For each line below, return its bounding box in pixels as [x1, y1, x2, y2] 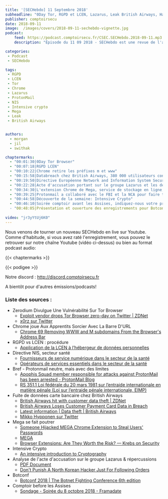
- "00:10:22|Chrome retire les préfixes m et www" [9, 168, 117, 174]
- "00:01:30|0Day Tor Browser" [9, 159, 75, 164]
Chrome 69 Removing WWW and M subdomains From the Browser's [19, 328, 161, 334]
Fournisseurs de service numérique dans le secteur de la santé [19, 355, 150, 361]
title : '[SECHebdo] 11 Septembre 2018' [5, 7, 88, 12]
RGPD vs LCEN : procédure [12, 339, 69, 345]
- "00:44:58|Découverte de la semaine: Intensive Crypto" [9, 196, 133, 201]
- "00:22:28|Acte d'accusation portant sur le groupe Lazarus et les [9, 182, 157, 187]
